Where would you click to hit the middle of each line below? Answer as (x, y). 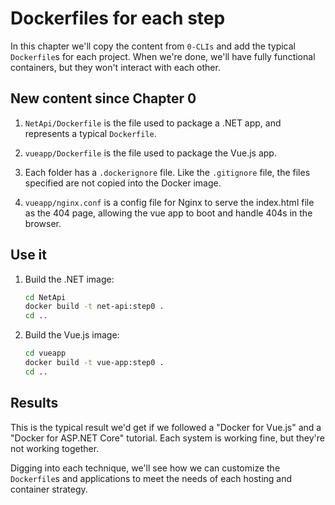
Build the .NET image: (69, 279)
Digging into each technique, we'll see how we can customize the (145, 468)
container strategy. (49, 489)
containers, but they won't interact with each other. (115, 67)
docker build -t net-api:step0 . (94, 307)
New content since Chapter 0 (103, 98)
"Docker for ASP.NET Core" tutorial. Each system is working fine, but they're (167, 438)
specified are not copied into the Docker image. (123, 183)
